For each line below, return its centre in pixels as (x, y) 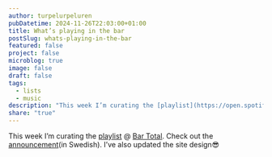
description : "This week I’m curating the (81, 105)
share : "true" (32, 114)
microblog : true (36, 61)
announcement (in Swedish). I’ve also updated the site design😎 (114, 145)
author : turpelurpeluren (50, 16)
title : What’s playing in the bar (67, 31)
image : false (30, 68)
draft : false (30, 76)
